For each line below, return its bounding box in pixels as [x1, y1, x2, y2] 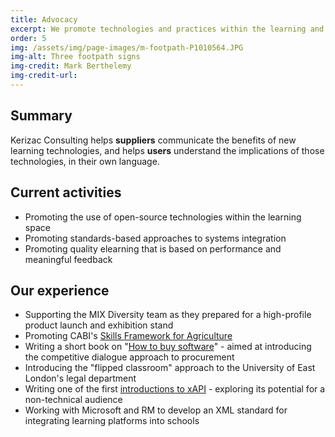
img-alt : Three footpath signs [10, 52, 141, 62]
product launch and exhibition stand [24, 319, 174, 331]
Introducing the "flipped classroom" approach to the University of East [24, 362, 316, 374]
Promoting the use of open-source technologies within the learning [24, 211, 302, 223]
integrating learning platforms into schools [24, 415, 200, 427]
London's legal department [24, 372, 137, 385]
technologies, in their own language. [10, 155, 160, 167]
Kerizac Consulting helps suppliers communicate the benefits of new [10, 134, 297, 146]
